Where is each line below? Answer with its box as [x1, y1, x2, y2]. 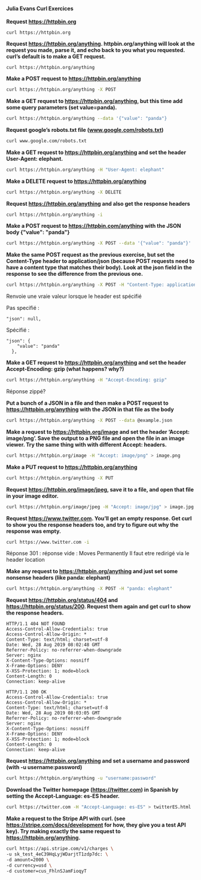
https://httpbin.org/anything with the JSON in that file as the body [6, 406, 175, 413]
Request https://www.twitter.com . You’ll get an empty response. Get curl [6, 514, 192, 522]
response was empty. [6, 528, 62, 535]
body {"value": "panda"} [6, 228, 70, 236]
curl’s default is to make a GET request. [6, 53, 106, 60]
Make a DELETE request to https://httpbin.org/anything [6, 177, 147, 185]
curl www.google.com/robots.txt [6, 138, 87, 144]
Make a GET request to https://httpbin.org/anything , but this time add [6, 98, 183, 105]
